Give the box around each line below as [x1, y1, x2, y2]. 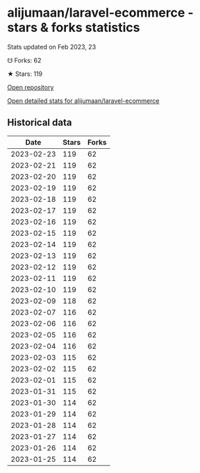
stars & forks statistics [7, 19, 140, 35]
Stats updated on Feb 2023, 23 [7, 42, 97, 51]
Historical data [7, 117, 72, 129]
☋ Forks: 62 [7, 56, 42, 64]
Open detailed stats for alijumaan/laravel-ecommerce [7, 96, 160, 105]
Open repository [7, 83, 54, 91]
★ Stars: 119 [7, 70, 43, 78]
